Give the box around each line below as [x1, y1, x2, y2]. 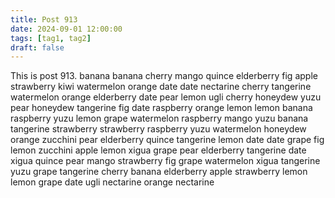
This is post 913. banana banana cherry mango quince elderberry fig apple [10, 70, 318, 82]
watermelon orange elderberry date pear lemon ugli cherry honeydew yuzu [10, 91, 322, 103]
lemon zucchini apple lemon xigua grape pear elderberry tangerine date [10, 144, 307, 156]
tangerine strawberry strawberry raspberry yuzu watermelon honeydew [10, 123, 307, 135]
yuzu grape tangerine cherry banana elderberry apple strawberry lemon [10, 166, 308, 178]
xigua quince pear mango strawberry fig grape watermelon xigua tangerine [10, 155, 321, 167]
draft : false [10, 42, 65, 53]
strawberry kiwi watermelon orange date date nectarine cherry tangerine [10, 81, 312, 93]
